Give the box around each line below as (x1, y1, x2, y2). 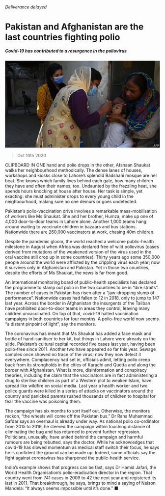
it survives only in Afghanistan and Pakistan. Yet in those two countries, (5, 265, 150, 271)
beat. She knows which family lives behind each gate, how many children (5, 178, 153, 184)
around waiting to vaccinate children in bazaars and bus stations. (5, 224, 137, 230)
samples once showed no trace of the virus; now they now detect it (5, 352, 141, 358)
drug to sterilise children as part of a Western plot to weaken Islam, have (5, 378, 152, 384)
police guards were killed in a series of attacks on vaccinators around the (5, 388, 153, 394)
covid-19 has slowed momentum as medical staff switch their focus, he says (5, 444, 160, 450)
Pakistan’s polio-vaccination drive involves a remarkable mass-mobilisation (5, 208, 157, 214)
